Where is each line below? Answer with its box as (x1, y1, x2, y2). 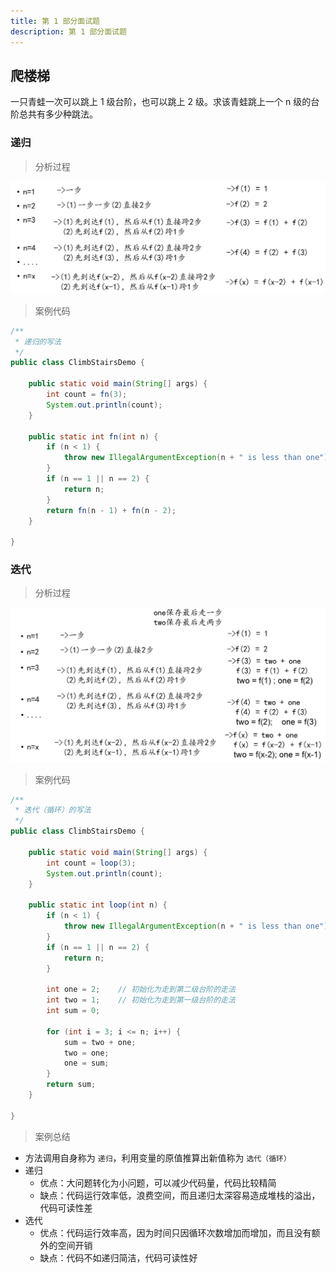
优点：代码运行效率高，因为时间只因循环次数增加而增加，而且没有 (39, 1226, 312, 1239)
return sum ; (46, 1080, 97, 1090)
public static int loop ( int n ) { (28, 900, 168, 910)
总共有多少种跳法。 (18, 108, 98, 120)
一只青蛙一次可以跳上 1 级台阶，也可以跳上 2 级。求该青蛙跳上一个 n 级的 (10, 96, 312, 108)
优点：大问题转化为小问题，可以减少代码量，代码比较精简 (39, 1176, 277, 1189)
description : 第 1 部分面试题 (10, 26, 127, 37)
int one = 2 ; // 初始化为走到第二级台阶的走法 (46, 985, 236, 995)
